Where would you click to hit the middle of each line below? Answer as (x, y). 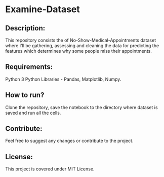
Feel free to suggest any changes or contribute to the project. (69, 141)
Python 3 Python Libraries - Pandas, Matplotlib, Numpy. (63, 79)
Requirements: (29, 67)
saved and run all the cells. (33, 113)
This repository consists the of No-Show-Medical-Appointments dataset (80, 40)
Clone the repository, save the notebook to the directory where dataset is (81, 107)
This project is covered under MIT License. (50, 169)
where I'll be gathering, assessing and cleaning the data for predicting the (82, 46)
